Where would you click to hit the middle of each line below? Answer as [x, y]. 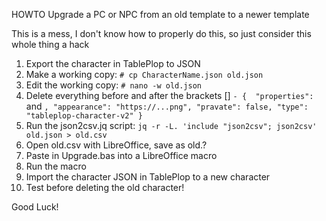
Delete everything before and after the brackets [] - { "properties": [169, 95]
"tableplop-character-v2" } [84, 116]
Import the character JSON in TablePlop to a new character [148, 177]
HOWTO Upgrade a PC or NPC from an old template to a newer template [160, 14]
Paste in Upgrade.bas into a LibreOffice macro [121, 155]
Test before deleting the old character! [105, 187]
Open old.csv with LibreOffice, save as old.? [116, 145]
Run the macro [56, 166]
